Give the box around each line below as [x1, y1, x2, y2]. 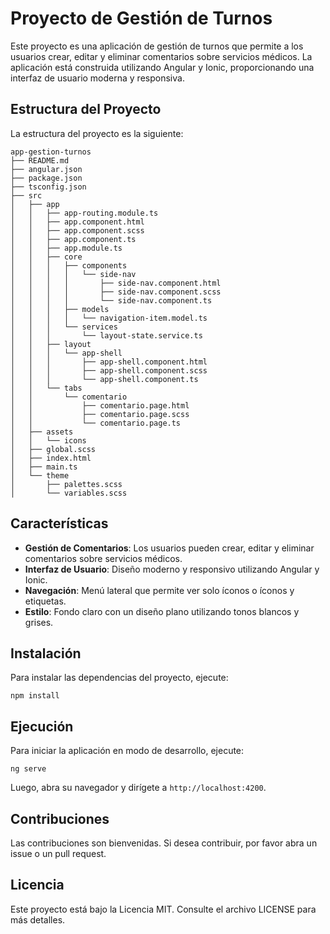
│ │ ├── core [10, 252, 83, 262]
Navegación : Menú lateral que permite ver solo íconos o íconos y [24, 584, 295, 596]
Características [10, 515, 109, 532]
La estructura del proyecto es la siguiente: [10, 127, 184, 139]
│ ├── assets [10, 427, 74, 437]
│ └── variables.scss [10, 488, 128, 498]
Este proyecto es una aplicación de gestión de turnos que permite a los [10, 40, 304, 52]
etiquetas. [24, 595, 67, 607]
